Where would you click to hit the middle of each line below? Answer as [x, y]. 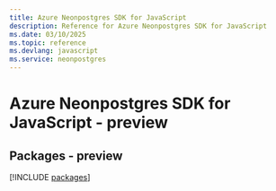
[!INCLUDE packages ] [50, 177]
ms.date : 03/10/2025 [48, 34]
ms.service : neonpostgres [58, 59]
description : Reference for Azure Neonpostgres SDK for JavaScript [138, 26]
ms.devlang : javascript [54, 51]
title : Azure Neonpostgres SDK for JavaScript [98, 17]
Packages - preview [66, 156]
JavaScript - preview [89, 123]
